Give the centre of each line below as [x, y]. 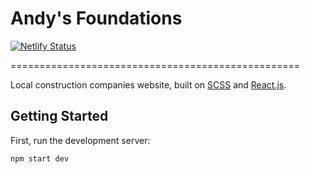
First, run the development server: [80, 140]
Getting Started [59, 116]
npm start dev [40, 158]
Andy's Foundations [96, 18]
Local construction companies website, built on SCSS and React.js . [148, 84]
